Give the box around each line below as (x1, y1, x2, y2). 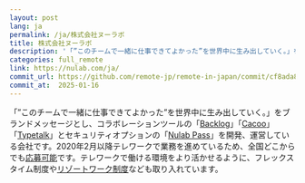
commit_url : (9, 72, 54, 82)
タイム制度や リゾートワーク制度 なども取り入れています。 (9, 163, 223, 174)
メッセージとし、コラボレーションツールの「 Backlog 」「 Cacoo (33, 118, 267, 129)
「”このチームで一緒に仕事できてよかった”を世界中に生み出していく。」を (9, 106, 283, 118)
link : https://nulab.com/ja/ (9, 64, 120, 73)
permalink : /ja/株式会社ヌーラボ (9, 30, 125, 39)
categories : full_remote (9, 55, 103, 64)
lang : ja (9, 22, 43, 31)
